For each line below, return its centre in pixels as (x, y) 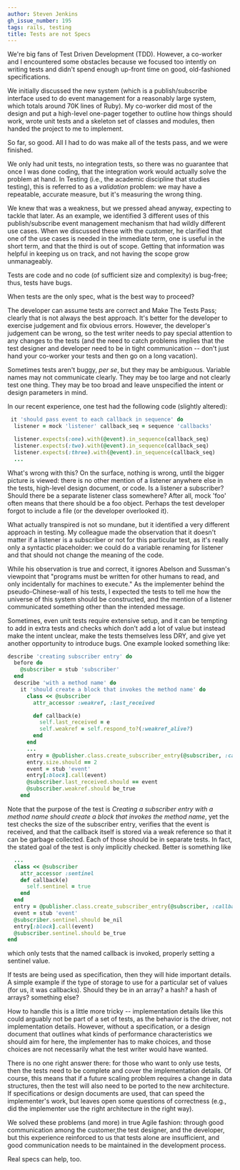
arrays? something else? (44, 998)
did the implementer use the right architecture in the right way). (101, 1109)
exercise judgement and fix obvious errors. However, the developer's (109, 326)
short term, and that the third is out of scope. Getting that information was (116, 246)
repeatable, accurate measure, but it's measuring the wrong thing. (105, 194)
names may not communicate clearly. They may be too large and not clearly (119, 377)
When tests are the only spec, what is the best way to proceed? (101, 296)
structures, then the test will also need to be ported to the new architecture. (119, 1086)
